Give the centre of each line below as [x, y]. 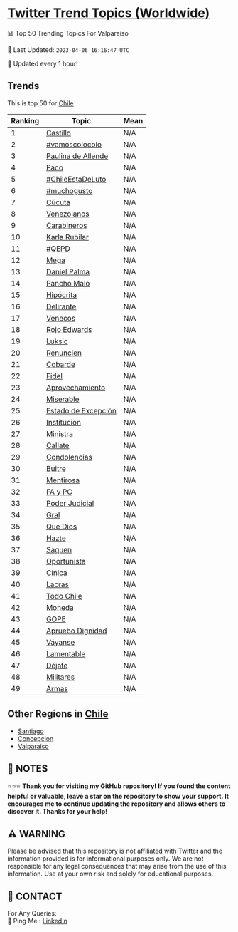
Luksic [57, 341]
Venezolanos [68, 214]
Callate [58, 445]
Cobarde [61, 364]
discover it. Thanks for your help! [58, 812]
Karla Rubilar [67, 237]
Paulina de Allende [77, 156]
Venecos [61, 318]
